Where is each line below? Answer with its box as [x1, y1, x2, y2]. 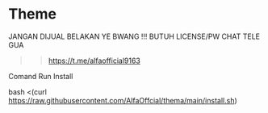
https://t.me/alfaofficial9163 [48, 56, 141, 65]
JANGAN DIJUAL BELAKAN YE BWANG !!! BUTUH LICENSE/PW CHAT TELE [8, 31, 261, 41]
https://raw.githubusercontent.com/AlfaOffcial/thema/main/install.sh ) [8, 95, 238, 105]
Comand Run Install [8, 71, 73, 81]
